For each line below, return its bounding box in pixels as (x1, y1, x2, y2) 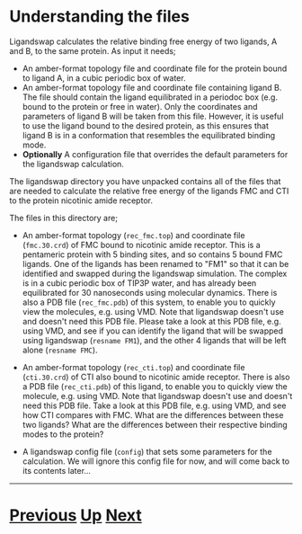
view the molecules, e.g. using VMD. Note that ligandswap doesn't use (22, 306, 285, 316)
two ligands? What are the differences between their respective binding (22, 419, 288, 430)
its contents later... (22, 465, 92, 476)
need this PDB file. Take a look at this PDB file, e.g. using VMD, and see (22, 400, 287, 411)
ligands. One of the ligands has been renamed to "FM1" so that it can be (22, 258, 289, 269)
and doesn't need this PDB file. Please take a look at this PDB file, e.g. (22, 316, 281, 326)
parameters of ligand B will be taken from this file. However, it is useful (22, 111, 284, 121)
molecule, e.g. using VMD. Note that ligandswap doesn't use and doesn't (22, 390, 293, 401)
